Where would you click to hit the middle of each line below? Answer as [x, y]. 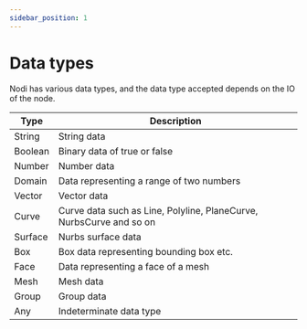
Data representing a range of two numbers [149, 181]
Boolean [32, 151]
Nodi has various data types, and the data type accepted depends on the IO [152, 89]
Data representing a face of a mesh [134, 266]
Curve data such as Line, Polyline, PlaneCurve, [158, 210]
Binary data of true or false [116, 151]
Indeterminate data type [110, 311]
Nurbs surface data [100, 237]
